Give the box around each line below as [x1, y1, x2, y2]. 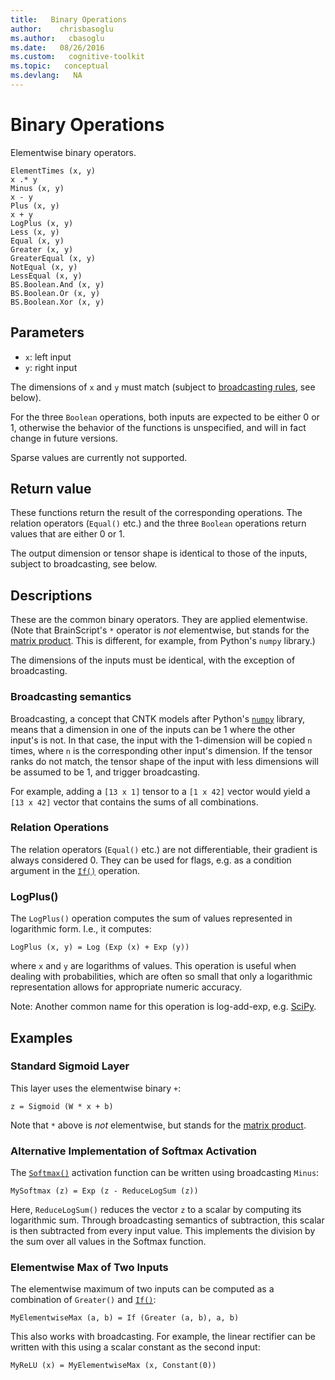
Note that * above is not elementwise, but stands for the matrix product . [10, 1119, 307, 1131]
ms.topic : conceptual [10, 61, 110, 71]
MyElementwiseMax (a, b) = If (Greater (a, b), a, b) [10, 1313, 240, 1323]
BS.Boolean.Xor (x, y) [10, 297, 105, 307]
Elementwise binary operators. [10, 146, 137, 158]
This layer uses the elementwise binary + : [10, 1082, 182, 1094]
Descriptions [10, 587, 93, 604]
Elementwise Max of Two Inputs [10, 1261, 169, 1275]
